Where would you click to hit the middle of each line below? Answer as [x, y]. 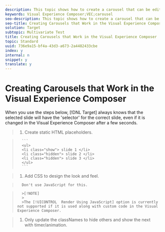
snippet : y [16, 60]
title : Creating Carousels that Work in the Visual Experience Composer [81, 37]
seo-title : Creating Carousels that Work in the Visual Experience [76, 23]
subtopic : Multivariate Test [35, 32]
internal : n [17, 55]
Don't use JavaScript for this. [55, 185]
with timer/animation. [46, 225]
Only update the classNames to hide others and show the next [87, 220]
